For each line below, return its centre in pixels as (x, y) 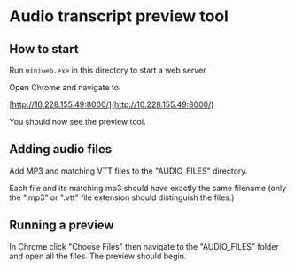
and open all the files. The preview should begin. (98, 256)
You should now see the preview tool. (78, 122)
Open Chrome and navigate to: (65, 87)
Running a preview (62, 225)
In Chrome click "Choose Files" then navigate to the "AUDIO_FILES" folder (144, 246)
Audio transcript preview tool (119, 16)
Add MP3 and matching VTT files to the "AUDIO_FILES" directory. (128, 171)
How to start (44, 49)
